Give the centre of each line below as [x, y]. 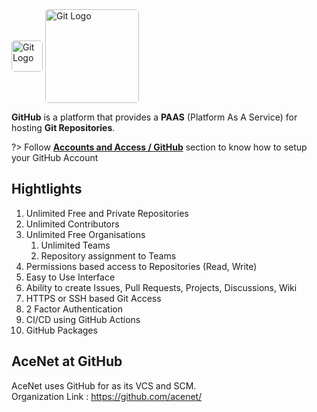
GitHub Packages [61, 330]
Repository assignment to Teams [108, 255]
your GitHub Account [55, 157]
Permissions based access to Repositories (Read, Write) [141, 266]
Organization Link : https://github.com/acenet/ [107, 396]
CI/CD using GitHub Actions [83, 319]
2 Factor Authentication [74, 309]
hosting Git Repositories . [63, 127]
